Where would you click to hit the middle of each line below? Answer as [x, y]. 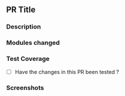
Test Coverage [28, 59]
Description [24, 27]
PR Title [21, 10]
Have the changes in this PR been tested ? [67, 72]
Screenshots [25, 88]
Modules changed [33, 43]
